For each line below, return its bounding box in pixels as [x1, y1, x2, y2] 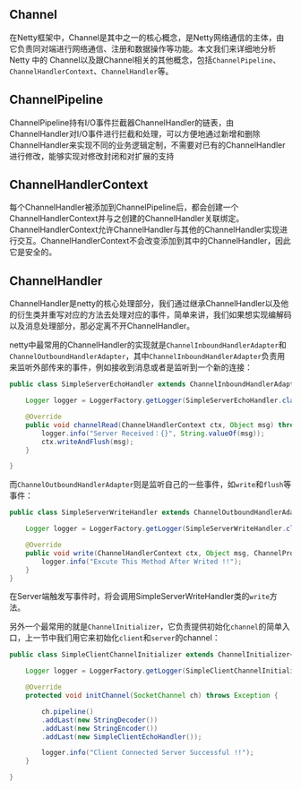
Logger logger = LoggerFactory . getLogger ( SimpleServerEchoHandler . [25, 396, 282, 406]
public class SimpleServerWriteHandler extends [9, 508, 191, 518]
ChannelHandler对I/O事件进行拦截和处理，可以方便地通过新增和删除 [9, 128, 261, 139]
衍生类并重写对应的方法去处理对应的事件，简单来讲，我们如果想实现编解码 [16, 309, 292, 321]
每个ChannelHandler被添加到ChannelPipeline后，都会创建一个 [9, 202, 239, 213]
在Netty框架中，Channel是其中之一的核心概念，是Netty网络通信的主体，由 [9, 31, 285, 43]
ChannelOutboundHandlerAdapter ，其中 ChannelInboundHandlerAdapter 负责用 [9, 351, 286, 362]
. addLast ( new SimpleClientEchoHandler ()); [41, 732, 202, 742]
